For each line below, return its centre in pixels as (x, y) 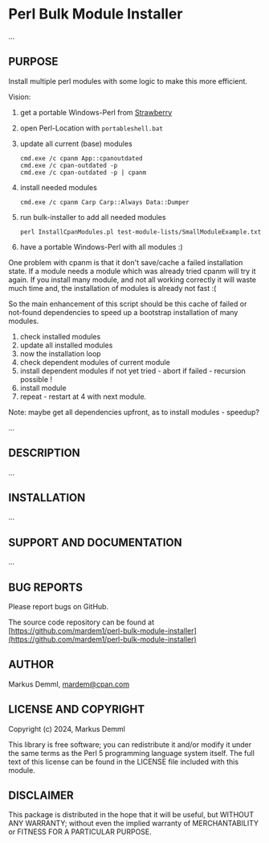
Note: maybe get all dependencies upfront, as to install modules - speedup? (134, 412)
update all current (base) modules (76, 143)
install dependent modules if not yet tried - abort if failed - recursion (133, 371)
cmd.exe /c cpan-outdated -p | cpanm (83, 172)
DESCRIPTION (44, 453)
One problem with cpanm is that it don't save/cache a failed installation (126, 262)
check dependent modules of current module (95, 362)
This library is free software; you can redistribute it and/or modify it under (130, 744)
